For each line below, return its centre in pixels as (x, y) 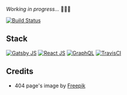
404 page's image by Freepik (50, 86)
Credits (20, 71)
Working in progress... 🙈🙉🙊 (39, 9)
